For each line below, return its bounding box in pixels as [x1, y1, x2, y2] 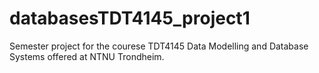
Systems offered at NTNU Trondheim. [9, 50, 165, 62]
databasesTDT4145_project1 [9, 7, 251, 30]
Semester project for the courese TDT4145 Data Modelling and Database [9, 40, 309, 52]
